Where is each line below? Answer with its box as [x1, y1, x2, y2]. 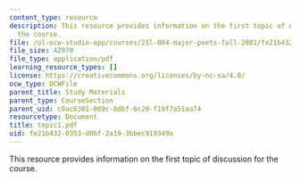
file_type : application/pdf [9, 54, 114, 63]
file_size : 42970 [9, 46, 74, 55]
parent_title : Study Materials [9, 87, 126, 96]
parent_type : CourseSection [9, 95, 114, 105]
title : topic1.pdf [9, 121, 78, 130]
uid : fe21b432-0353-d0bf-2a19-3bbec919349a [9, 129, 174, 138]
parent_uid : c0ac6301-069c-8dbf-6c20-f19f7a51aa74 [9, 104, 202, 113]
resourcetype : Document [9, 112, 98, 121]
